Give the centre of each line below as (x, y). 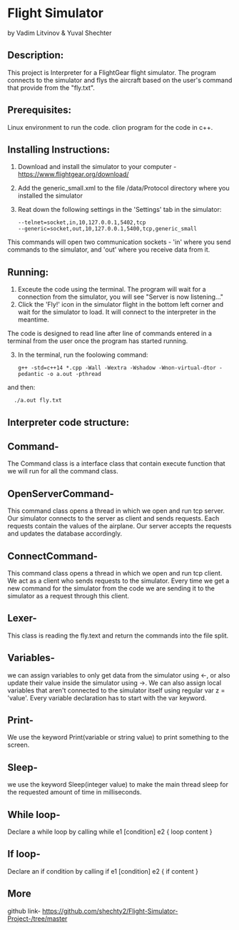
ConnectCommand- (53, 556)
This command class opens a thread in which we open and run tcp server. (116, 511)
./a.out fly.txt (38, 401)
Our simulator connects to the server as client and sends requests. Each (113, 518)
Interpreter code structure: (68, 422)
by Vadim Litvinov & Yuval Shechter (60, 33)
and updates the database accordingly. (65, 533)
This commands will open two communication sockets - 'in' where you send (119, 242)
